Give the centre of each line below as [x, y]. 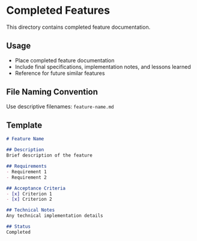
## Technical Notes [31, 210]
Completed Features [58, 10]
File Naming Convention [52, 92]
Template [24, 125]
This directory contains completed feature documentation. [78, 27]
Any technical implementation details [55, 216]
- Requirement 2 [26, 177]
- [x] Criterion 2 [29, 199]
